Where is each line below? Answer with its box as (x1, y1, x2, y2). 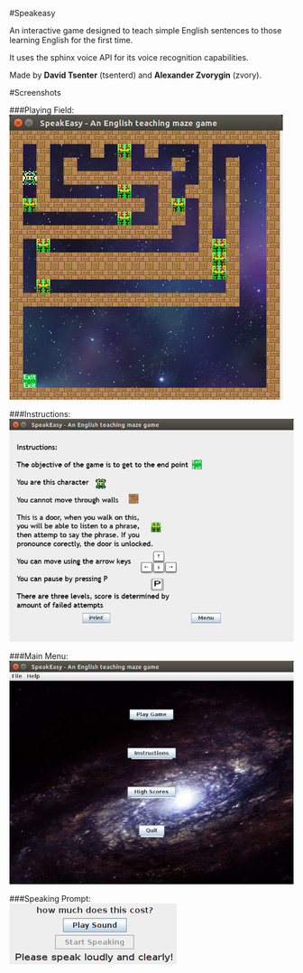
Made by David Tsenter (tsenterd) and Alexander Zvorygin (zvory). (9, 69, 262, 80)
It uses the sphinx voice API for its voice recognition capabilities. (9, 52, 250, 62)
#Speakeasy (9, 8, 56, 18)
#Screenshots (9, 88, 61, 97)
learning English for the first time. (9, 35, 133, 45)
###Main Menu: (9, 651, 69, 662)
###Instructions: (9, 409, 71, 419)
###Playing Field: (9, 105, 75, 116)
